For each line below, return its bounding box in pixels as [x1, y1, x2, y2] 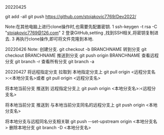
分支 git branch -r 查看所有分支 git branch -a [5, 59, 94, 64]
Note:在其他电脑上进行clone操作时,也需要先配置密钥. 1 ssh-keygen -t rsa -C [5, 24, 158, 29]
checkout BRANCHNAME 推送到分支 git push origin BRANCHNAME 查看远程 [5, 52, 159, 58]
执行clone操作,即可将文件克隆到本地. [20, 36, 94, 42]
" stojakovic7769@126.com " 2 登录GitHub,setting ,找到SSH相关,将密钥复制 [5, 30, 154, 36]
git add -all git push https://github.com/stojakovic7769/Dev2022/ [5, 14, 137, 19]
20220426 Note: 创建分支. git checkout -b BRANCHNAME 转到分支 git [5, 46, 147, 52]
